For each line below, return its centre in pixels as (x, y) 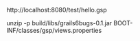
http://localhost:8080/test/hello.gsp (57, 10)
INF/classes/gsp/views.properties (54, 30)
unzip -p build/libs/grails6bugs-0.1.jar (59, 23)
